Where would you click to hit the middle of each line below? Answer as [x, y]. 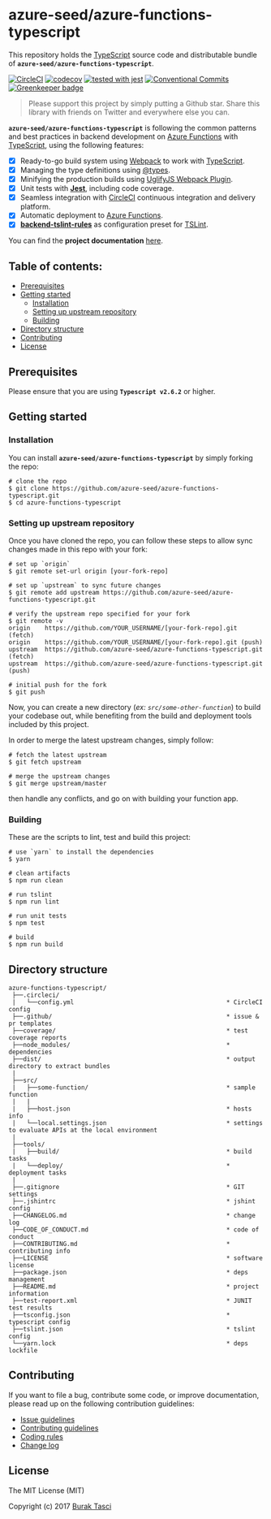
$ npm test [27, 924]
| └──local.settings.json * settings [138, 1123]
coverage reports [38, 1038]
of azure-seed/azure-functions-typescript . [81, 63]
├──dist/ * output [133, 1059]
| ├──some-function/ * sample [133, 1088]
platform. [35, 207]
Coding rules [41, 1436]
